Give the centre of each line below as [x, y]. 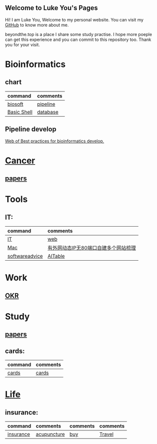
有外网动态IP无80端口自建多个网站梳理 [92, 248]
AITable [56, 256]
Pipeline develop [31, 129]
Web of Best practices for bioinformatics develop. [55, 141]
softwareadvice [25, 256]
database [48, 112]
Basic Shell [20, 112]
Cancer [20, 160]
